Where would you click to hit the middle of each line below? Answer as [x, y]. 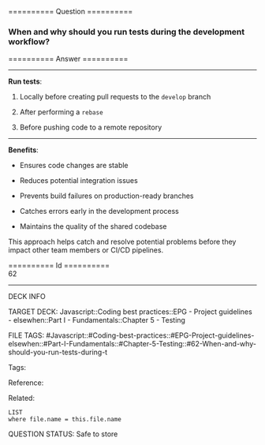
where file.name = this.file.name [65, 420]
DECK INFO [27, 297]
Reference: [26, 383]
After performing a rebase [62, 112]
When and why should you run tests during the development [127, 32]
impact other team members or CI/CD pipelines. [86, 250]
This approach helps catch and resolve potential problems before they [122, 242]
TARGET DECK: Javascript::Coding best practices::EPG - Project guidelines [130, 312]
